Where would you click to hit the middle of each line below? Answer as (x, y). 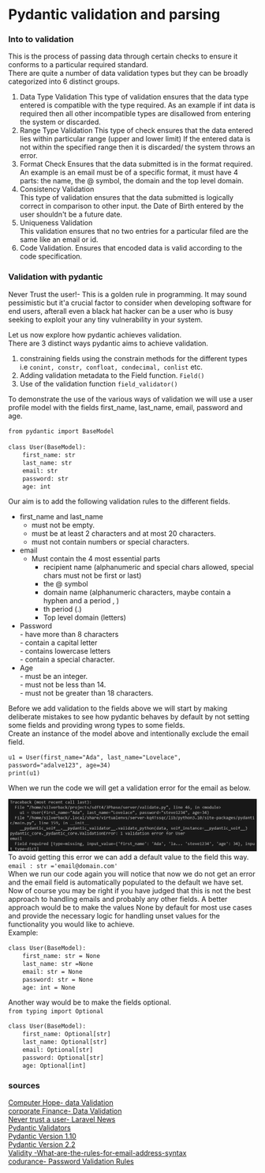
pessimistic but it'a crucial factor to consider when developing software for (130, 303)
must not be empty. (63, 525)
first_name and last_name (62, 516)
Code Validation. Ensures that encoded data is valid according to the (131, 248)
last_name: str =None (58, 964)
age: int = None (49, 987)
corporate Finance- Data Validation (65, 1111)
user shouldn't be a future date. (71, 214)
